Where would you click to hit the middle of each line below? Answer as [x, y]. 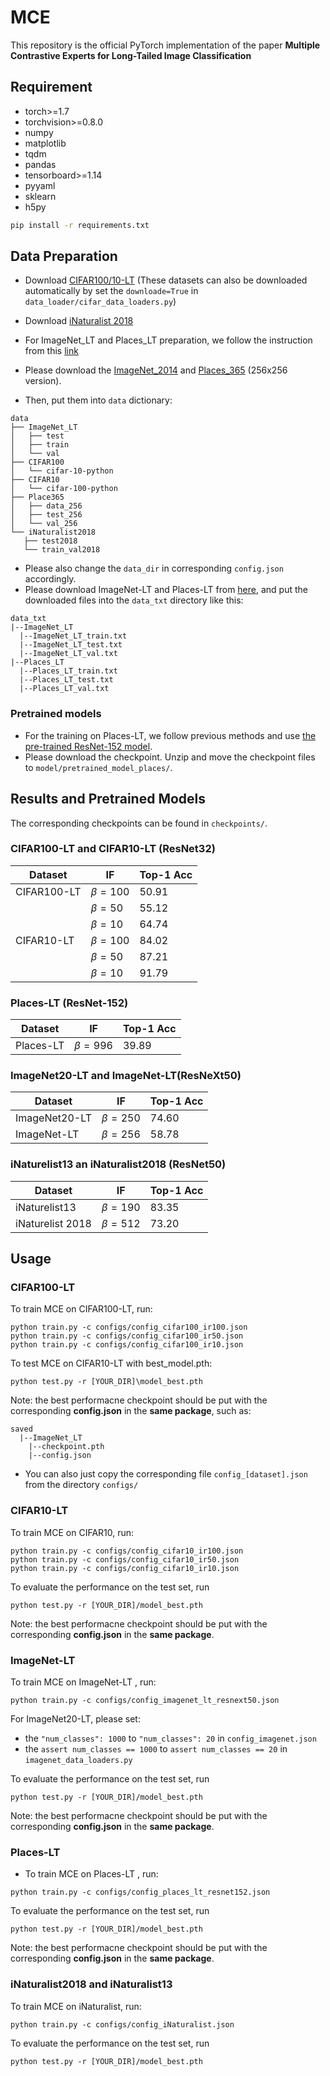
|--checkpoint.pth [66, 1447]
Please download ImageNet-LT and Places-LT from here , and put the [166, 590]
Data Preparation [64, 256]
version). [43, 381]
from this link [51, 351]
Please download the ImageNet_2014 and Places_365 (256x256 [156, 370]
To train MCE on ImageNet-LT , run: [83, 1682]
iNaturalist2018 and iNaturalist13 [91, 1984]
